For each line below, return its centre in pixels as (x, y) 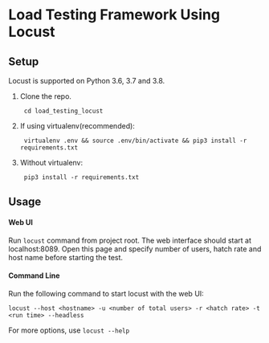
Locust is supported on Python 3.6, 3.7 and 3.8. (87, 81)
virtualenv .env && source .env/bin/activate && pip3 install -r (135, 141)
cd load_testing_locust (63, 111)
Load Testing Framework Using (114, 15)
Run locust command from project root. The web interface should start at (130, 240)
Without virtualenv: (51, 163)
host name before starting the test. (65, 257)
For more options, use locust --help (69, 330)
